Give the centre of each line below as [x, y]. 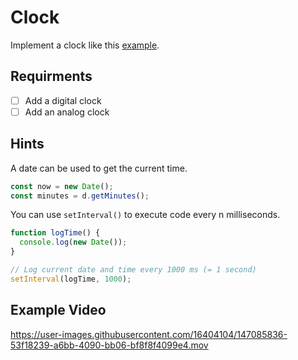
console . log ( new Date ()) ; [73, 242]
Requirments [51, 76]
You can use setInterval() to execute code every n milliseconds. [145, 215]
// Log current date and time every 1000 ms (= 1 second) [133, 270]
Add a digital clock [63, 100]
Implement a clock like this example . [85, 45]
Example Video [58, 310]
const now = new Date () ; [62, 186]
